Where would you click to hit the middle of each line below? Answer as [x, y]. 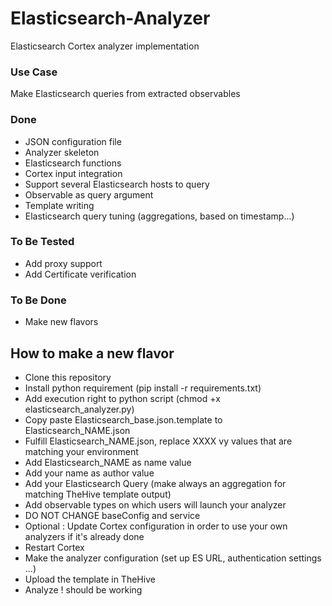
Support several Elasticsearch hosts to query [117, 184]
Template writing [59, 205]
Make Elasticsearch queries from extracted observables [125, 94]
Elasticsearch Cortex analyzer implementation [105, 46]
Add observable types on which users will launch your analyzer [155, 504]
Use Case [34, 72]
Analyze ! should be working [83, 589]
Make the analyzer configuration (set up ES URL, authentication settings [173, 558]
